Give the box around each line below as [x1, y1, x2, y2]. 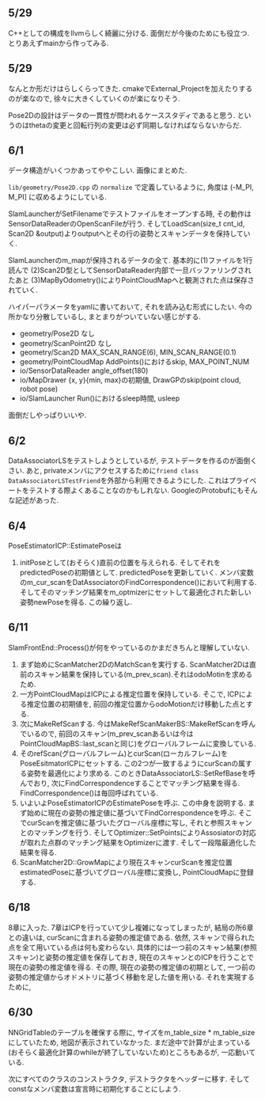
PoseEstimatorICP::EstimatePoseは [8, 541, 123, 551]
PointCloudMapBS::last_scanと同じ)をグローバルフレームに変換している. [19, 738, 256, 748]
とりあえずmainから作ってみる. [8, 38, 109, 47]
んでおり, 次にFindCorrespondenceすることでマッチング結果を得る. [19, 778, 240, 788]
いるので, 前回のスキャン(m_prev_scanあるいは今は [26, 728, 194, 738]
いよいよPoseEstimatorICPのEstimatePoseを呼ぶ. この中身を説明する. [19, 798, 247, 807]
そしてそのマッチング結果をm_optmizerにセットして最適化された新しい [19, 587, 252, 597]
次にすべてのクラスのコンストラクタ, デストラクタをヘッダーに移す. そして [8, 1074, 251, 1084]
